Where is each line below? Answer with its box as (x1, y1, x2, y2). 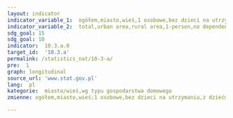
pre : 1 (7, 62, 30, 69)
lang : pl (7, 81, 36, 88)
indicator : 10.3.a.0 (7, 42, 70, 49)
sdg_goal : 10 (7, 36, 45, 43)
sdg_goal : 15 (7, 29, 45, 37)
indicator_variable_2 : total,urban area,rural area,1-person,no (7, 23, 200, 30)
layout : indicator (7, 10, 60, 17)
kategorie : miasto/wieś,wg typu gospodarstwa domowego (7, 87, 172, 94)
